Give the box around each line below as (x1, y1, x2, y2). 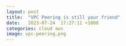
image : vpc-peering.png (6, 31, 67, 37)
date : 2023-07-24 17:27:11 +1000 (6, 20, 99, 26)
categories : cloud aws (6, 25, 64, 32)
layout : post (6, 8, 39, 15)
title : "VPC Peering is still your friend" (6, 14, 121, 20)
